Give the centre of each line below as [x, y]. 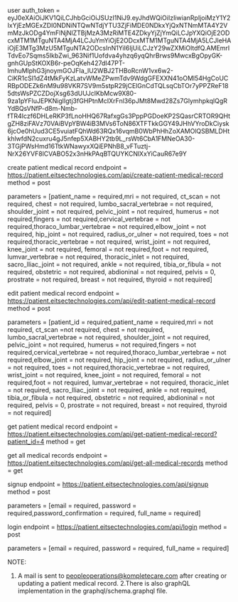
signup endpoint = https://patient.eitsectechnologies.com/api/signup [108, 484]
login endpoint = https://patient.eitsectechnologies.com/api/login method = [117, 527]
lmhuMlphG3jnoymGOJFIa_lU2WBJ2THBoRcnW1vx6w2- [91, 71]
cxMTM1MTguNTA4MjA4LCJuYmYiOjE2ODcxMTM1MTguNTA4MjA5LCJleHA [119, 41]
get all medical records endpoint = [58, 455]
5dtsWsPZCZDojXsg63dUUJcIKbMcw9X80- [72, 93]
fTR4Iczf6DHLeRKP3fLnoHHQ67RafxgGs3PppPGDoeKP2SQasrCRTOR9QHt [119, 116]
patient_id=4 [26, 441]
